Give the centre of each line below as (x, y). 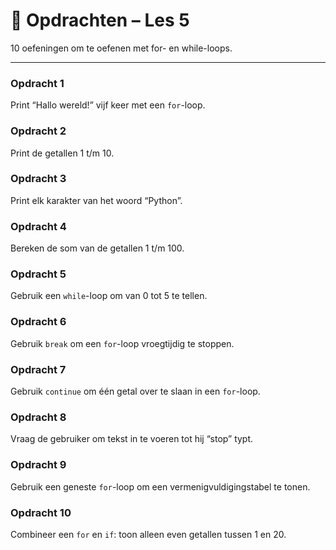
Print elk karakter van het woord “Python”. (96, 200)
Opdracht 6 (38, 322)
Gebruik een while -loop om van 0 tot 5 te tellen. (109, 296)
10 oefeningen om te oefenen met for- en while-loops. (121, 48)
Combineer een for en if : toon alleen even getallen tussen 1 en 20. (148, 534)
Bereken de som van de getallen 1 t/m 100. (97, 248)
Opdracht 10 (41, 512)
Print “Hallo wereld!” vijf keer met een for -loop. (108, 105)
